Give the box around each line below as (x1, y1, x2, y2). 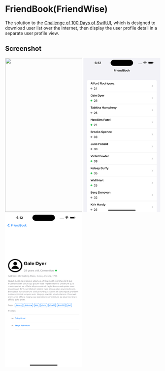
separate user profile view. (5, 30, 59, 36)
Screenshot (5, 44, 42, 53)
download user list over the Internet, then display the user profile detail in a (5, 25, 158, 31)
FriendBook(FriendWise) (5, 3, 108, 15)
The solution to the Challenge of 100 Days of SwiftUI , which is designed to (5, 20, 156, 26)
